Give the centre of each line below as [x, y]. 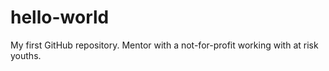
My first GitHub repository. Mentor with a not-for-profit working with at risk [164, 45]
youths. [26, 55]
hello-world [60, 17]
